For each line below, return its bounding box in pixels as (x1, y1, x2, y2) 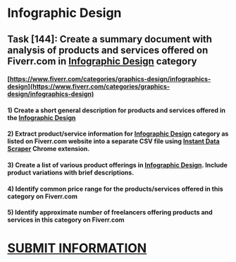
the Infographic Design (7, 113, 76, 121)
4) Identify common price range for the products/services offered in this (7, 184, 223, 193)
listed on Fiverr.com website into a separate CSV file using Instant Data (7, 137, 220, 145)
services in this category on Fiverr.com (7, 215, 125, 224)
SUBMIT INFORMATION (7, 240, 147, 256)
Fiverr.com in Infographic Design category (7, 55, 197, 67)
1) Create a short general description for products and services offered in (7, 106, 225, 114)
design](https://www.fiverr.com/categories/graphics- (7, 83, 170, 91)
